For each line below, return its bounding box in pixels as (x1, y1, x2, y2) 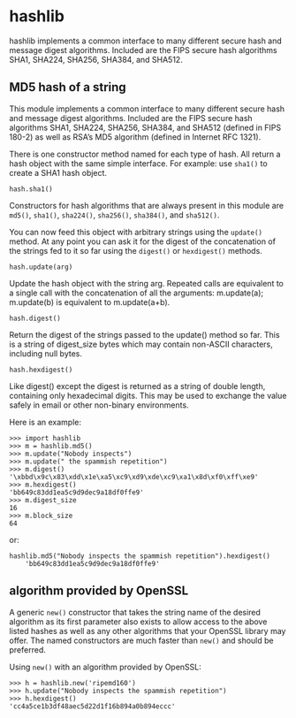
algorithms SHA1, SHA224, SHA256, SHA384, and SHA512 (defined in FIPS (9, 122, 282, 133)
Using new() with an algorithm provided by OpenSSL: (9, 661, 201, 672)
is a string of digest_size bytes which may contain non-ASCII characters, (9, 339, 274, 349)
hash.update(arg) (9, 263, 73, 271)
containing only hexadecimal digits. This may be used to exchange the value (9, 390, 287, 401)
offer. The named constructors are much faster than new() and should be (9, 635, 274, 645)
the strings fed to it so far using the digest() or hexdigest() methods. (9, 245, 262, 256)
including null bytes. (9, 348, 82, 359)
